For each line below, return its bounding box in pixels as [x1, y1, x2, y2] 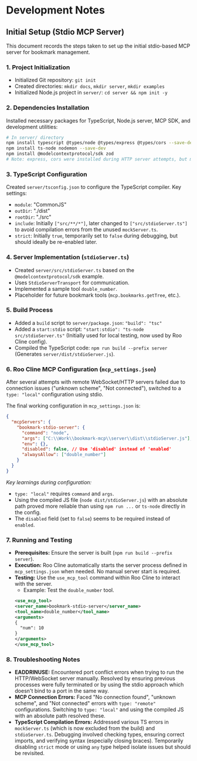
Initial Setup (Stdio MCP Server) [6, 27, 125, 37]
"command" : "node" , [21, 430, 69, 436]
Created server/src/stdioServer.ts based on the [14, 266, 135, 273]
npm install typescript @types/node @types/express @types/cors [6, 140, 167, 146]
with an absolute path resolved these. [14, 712, 106, 719]
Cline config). [14, 338, 48, 345]
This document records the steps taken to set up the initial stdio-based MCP [6, 42, 191, 49]
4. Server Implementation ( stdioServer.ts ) [6, 253, 130, 261]
